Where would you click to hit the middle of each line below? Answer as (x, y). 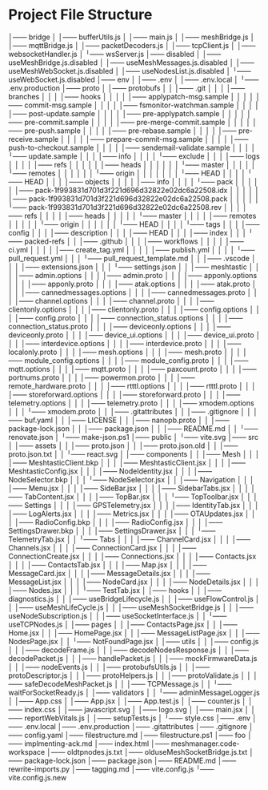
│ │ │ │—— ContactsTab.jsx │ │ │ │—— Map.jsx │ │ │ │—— (108, 564)
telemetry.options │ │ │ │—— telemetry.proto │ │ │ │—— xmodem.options (131, 403)
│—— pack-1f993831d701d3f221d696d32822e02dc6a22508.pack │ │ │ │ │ (134, 199)
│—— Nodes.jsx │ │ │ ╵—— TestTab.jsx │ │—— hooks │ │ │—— (115, 590)
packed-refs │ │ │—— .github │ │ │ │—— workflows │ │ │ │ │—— (134, 241)
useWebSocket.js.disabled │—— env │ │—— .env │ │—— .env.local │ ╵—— (134, 79)
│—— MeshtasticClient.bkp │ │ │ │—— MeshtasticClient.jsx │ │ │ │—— (127, 462)
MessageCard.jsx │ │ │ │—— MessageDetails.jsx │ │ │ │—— (109, 573)
